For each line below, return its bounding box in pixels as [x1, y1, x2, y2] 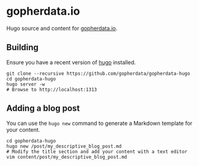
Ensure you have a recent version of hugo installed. [6, 58, 136, 66]
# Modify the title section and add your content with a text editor [6, 148, 188, 154]
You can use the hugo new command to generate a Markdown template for [6, 119, 193, 127]
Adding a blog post [6, 103, 80, 114]
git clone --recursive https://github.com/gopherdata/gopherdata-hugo [6, 70, 190, 77]
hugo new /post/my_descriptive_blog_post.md [6, 143, 122, 149]
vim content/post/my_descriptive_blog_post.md [6, 154, 127, 160]
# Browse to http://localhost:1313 [6, 86, 97, 92]
